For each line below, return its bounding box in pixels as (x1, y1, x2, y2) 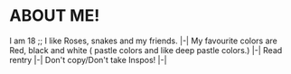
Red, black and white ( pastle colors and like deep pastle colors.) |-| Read (9, 44, 283, 55)
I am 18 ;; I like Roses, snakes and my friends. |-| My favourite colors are (9, 35, 278, 46)
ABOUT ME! (9, 5, 100, 26)
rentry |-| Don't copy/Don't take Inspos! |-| (9, 54, 167, 65)
